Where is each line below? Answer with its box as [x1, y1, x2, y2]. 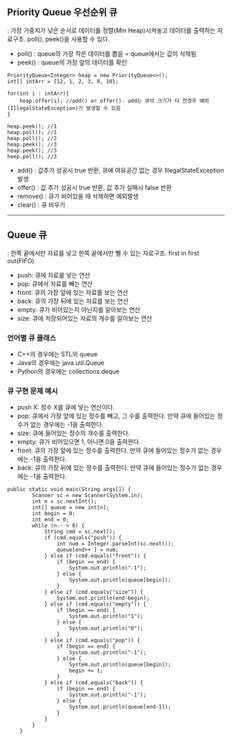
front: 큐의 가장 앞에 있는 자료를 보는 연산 [17, 288, 129, 296]
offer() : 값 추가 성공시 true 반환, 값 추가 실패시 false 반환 [17, 183, 172, 191]
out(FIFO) [7, 256, 35, 264]
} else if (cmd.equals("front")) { [43, 552, 147, 559]
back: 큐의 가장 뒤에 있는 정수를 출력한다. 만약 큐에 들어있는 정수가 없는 [17, 463, 210, 472]
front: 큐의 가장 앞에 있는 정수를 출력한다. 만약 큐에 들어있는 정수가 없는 [17, 446, 209, 454]
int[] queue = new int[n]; [32, 504, 110, 511]
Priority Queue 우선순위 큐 [7, 6, 117, 19]
